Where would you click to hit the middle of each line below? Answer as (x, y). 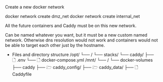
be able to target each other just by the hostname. (55, 45)
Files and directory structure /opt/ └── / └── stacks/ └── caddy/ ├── (83, 55)
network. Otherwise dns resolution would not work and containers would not (81, 40)
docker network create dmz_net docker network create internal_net (73, 16)
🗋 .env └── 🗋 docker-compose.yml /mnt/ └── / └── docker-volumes (82, 60)
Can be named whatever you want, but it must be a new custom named (76, 35)
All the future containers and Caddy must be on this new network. (71, 26)
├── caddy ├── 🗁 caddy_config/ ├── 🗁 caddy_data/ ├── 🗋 (75, 67)
